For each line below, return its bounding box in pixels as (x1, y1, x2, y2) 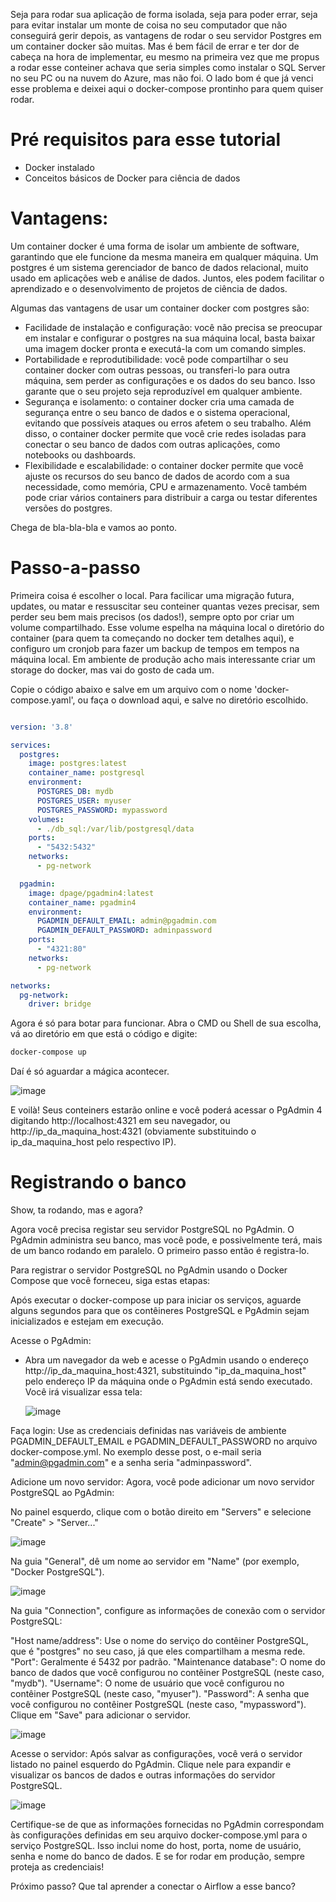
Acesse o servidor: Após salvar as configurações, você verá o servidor (10, 1748, 303, 1760)
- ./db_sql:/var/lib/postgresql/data (36, 824, 195, 834)
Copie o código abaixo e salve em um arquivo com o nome (10, 683, 253, 695)
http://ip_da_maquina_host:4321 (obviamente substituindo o (10, 1125, 257, 1138)
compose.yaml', (10, 694, 76, 706)
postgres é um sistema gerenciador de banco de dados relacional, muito (10, 261, 309, 273)
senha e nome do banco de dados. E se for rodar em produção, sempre (10, 1850, 305, 1863)
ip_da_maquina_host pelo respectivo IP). (10, 1136, 177, 1148)
